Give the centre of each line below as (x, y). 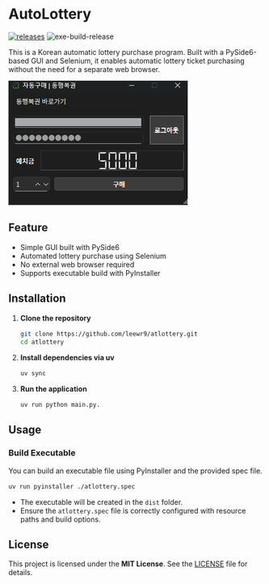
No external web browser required (77, 264)
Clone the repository (55, 318)
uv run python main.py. (60, 405)
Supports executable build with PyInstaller (90, 273)
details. (21, 573)
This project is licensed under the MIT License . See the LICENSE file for (128, 564)
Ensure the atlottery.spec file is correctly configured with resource (133, 510)
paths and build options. (60, 519)
